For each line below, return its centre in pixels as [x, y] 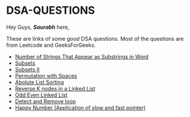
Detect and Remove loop [45, 101]
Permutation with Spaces [46, 76]
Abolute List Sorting [39, 82]
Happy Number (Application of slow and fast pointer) [80, 107]
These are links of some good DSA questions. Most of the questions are [95, 38]
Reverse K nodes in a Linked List [55, 88]
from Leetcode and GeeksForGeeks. [51, 45]
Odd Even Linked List [41, 95]
